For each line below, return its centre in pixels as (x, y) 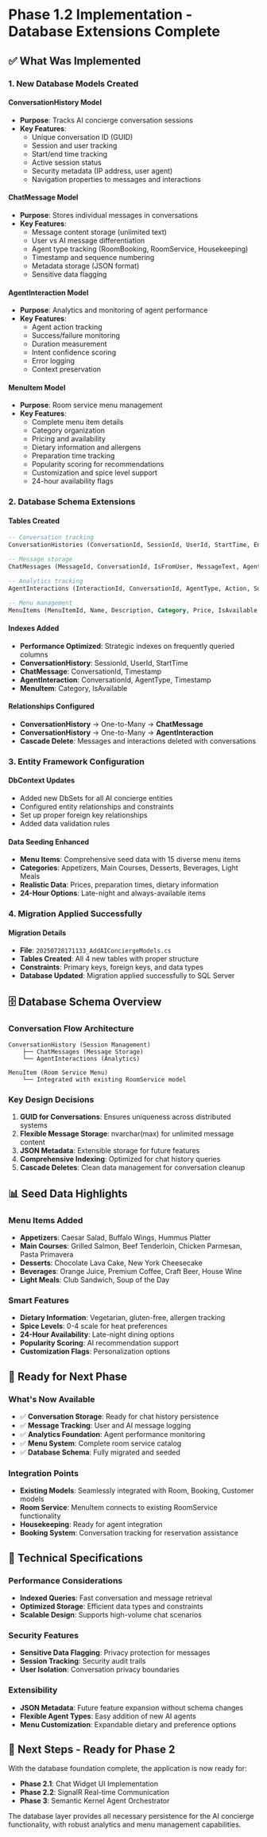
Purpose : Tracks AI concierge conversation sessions (106, 120)
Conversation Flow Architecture (71, 1028)
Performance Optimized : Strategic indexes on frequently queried (127, 646)
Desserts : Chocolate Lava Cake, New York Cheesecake (111, 1263)
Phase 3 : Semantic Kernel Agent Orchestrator (95, 1801)
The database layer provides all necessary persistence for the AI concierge (131, 1816)
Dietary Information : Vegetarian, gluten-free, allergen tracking (122, 1318)
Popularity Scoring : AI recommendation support (99, 1343)
